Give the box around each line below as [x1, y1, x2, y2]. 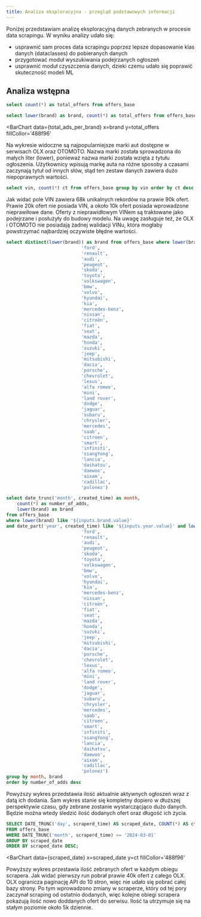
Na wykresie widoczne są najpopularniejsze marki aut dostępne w [6, 141, 169, 149]
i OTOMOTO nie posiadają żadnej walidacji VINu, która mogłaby [6, 221, 163, 228]
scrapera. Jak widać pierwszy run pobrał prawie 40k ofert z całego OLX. [6, 872, 185, 879]
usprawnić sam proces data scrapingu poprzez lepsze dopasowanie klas [14, 43, 195, 50]
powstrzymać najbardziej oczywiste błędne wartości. [6, 228, 138, 235]
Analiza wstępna [6, 86, 70, 96]
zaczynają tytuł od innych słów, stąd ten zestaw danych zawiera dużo [6, 167, 178, 174]
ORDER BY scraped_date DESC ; [6, 843, 79, 849]
